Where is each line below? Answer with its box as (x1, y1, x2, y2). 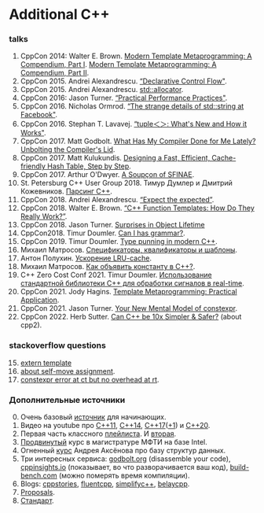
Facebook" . (20, 110, 58, 120)
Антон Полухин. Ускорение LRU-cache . (20, 253, 152, 263)
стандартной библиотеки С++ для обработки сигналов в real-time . (20, 279, 244, 288)
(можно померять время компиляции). (58, 471, 190, 481)
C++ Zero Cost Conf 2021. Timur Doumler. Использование (20, 270, 212, 280)
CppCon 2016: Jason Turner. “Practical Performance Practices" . (20, 93, 228, 103)
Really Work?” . (20, 212, 68, 221)
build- (229, 463, 250, 472)
